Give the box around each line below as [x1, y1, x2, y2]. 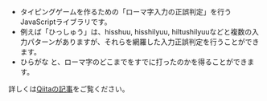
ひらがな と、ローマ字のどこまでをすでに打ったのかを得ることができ [19, 57, 248, 67]
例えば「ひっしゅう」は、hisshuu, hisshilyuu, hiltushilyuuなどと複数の [19, 27, 253, 36]
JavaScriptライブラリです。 [19, 17, 112, 26]
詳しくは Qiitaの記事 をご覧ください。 [8, 84, 129, 94]
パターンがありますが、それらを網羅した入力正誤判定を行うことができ [27, 37, 260, 46]
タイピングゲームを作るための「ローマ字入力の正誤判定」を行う [19, 7, 232, 16]
